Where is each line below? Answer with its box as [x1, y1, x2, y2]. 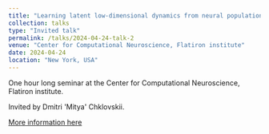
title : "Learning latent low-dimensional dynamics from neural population [8, 11, 263, 20]
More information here [8, 117, 82, 127]
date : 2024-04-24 [8, 49, 66, 57]
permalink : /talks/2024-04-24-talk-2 [8, 33, 134, 42]
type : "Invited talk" [8, 26, 81, 34]
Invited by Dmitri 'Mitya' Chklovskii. [8, 101, 125, 112]
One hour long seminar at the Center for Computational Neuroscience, [8, 77, 240, 88]
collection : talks [8, 19, 70, 27]
